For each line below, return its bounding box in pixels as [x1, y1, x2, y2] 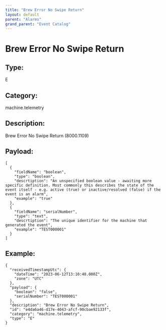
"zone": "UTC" [14, 276, 44, 281]
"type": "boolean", [14, 174, 55, 179]
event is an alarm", [5, 191, 49, 197]
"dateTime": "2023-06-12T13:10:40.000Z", [14, 271, 102, 277]
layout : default [5, 12, 39, 17]
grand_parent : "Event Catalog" [5, 21, 71, 27]
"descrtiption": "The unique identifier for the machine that [14, 218, 147, 223]
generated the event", [5, 223, 53, 228]
